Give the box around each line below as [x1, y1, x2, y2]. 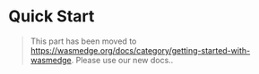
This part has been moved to [30, 36, 137, 46]
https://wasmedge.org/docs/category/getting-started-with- [30, 45, 251, 55]
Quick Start [8, 6, 95, 27]
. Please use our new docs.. [71, 54, 174, 65]
